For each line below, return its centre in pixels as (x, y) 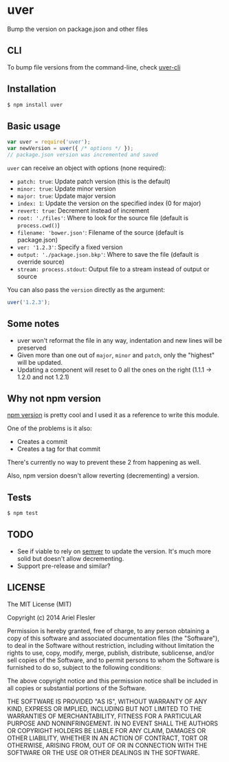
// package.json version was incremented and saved (83, 155)
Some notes (33, 324)
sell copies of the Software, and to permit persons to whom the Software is (113, 660)
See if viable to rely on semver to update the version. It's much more (114, 551)
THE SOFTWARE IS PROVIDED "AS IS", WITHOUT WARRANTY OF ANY (107, 701)
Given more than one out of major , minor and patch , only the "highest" (116, 355)
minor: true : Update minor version (66, 189)
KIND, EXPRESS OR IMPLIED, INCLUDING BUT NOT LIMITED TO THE (105, 708)
